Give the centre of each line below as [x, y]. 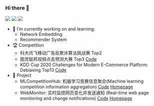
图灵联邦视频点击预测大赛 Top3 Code [58, 59]
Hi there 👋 [17, 8]
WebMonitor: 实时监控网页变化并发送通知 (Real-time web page [84, 93]
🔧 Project [22, 75]
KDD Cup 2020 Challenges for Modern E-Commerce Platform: [84, 65]
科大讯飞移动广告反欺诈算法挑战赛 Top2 [61, 53]
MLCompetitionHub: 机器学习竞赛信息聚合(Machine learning [82, 81]
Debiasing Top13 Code [43, 70]
